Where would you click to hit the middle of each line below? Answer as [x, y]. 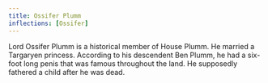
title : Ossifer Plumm [45, 16]
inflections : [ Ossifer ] [49, 23]
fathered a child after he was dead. [67, 72]
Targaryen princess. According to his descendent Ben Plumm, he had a [127, 55]
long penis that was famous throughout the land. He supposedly [131, 63]
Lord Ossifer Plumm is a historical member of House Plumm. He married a [132, 46]
